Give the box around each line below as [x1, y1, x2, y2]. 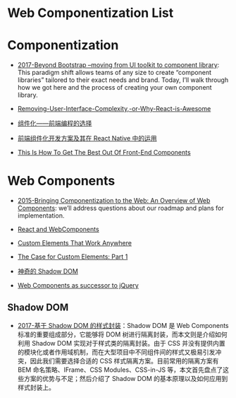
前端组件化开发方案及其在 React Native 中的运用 [17, 134, 157, 143]
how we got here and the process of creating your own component [17, 83, 213, 92]
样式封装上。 [17, 383, 55, 392]
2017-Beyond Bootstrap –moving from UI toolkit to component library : [17, 61, 220, 69]
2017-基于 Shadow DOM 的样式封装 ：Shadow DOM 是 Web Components [17, 321, 229, 329]
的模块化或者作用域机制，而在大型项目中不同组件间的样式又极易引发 [17, 348, 216, 356]
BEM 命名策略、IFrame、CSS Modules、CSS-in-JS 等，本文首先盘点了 [17, 365, 223, 374]
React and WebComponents [17, 225, 100, 234]
